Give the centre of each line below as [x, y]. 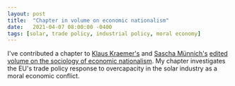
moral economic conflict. [44, 76]
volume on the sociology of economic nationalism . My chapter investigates [116, 61]
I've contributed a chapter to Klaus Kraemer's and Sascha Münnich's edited [117, 54]
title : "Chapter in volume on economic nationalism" [88, 20]
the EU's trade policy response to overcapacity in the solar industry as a [113, 68]
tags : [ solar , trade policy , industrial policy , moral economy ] [104, 33]
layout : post [27, 14]
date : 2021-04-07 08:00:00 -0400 [60, 27]
